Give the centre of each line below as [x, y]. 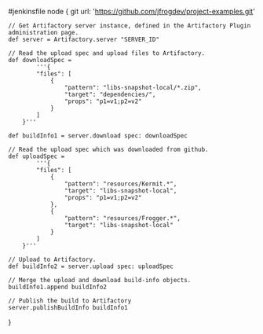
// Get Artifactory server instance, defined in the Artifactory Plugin [130, 26]
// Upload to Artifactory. [52, 259]
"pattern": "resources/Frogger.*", [122, 218]
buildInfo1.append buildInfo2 [58, 287]
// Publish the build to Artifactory [70, 301]
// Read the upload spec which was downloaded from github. [109, 149]
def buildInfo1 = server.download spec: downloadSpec [98, 136]
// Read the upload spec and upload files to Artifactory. [107, 53]
